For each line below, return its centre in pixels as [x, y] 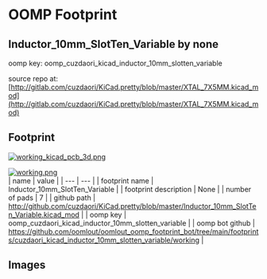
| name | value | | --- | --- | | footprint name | [81, 180]
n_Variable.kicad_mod [44, 214]
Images [27, 265]
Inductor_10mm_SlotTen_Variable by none [114, 44]
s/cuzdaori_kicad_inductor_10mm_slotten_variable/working [104, 240]
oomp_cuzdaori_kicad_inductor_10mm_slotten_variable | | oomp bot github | [132, 223]
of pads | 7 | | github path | [52, 198]
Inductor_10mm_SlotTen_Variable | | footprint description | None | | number [130, 189]
